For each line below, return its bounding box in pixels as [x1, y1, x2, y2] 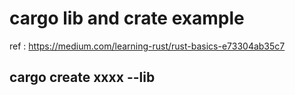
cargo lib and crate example [9, 7, 245, 30]
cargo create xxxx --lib [9, 69, 156, 86]
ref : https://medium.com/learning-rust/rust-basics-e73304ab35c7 [9, 40, 286, 52]
